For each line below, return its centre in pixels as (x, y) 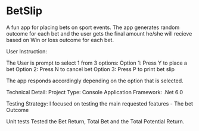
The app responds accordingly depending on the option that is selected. (95, 81)
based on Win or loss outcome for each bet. (60, 40)
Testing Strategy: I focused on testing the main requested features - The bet (100, 103)
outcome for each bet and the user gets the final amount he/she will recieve (99, 33)
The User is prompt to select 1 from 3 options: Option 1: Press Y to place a (97, 63)
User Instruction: (27, 51)
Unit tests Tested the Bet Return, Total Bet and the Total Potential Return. (95, 121)
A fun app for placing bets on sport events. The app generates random (93, 27)
